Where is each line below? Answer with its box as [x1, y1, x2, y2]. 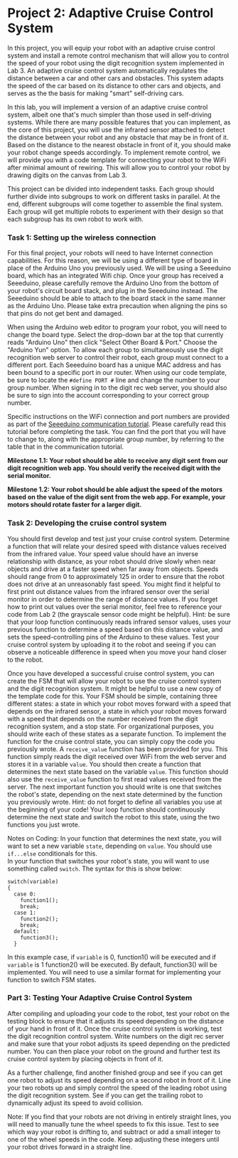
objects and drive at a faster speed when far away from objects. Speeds [7, 564, 219, 573]
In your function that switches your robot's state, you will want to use [7, 856, 210, 865]
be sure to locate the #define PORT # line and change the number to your [7, 376, 220, 385]
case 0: [13, 891, 37, 898]
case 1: [13, 909, 37, 916]
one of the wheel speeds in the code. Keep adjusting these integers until [7, 1135, 220, 1143]
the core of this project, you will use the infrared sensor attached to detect [7, 125, 225, 134]
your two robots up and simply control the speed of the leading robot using [7, 1083, 227, 1092]
